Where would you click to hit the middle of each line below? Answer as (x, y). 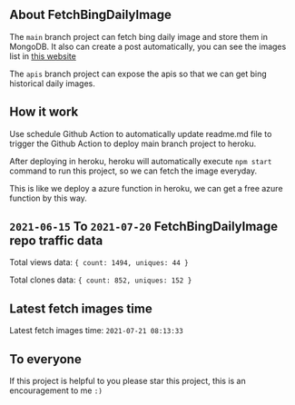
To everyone (45, 359)
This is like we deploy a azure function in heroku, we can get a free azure (146, 188)
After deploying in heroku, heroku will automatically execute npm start (141, 161)
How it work (44, 112)
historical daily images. (52, 83)
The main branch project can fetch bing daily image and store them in (138, 36)
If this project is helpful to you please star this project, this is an (128, 381)
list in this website (43, 56)
